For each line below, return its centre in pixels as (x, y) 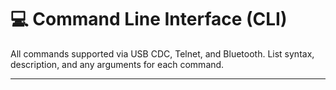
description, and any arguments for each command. (117, 64)
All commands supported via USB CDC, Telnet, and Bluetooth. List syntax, (162, 53)
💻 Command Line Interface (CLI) (149, 19)
